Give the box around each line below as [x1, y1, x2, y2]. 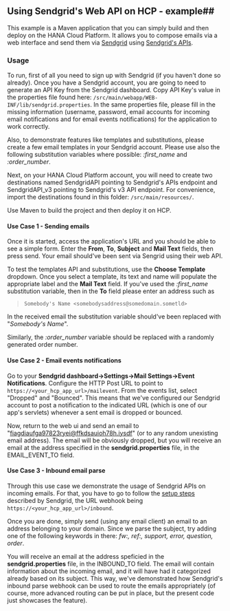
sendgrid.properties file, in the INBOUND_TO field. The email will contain [7, 559, 215, 568]
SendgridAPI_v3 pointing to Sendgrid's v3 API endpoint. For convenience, [7, 186, 216, 194]
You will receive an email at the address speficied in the [7, 552, 165, 560]
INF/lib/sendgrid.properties [7, 102, 91, 109]
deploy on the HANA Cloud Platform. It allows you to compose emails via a [7, 31, 218, 39]
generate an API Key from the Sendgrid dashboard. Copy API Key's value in [7, 86, 221, 94]
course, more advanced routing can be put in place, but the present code [7, 588, 215, 597]
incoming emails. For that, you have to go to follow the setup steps [7, 489, 196, 497]
